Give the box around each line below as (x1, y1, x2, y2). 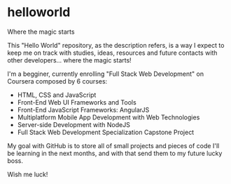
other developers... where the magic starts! (7, 55, 132, 64)
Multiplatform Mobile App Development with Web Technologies (17, 113, 200, 121)
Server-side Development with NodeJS (17, 120, 131, 129)
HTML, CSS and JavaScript (17, 91, 97, 99)
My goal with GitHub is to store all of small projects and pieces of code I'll (7, 141, 220, 150)
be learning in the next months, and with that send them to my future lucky (7, 149, 223, 157)
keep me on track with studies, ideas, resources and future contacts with (7, 48, 218, 57)
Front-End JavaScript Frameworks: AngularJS (17, 105, 150, 114)
